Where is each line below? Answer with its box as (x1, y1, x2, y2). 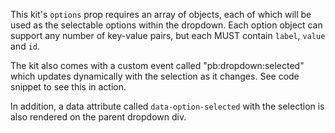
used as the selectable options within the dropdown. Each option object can (10, 19, 323, 31)
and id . (10, 40, 41, 52)
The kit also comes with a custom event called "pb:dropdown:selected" (10, 60, 305, 71)
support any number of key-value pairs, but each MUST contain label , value (10, 30, 326, 41)
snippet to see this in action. (10, 81, 127, 93)
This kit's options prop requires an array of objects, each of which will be (10, 9, 312, 20)
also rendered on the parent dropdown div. (10, 111, 187, 123)
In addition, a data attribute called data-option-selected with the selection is (10, 100, 325, 112)
